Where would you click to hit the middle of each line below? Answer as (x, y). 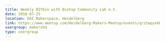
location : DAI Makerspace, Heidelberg (45, 18)
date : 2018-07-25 (23, 14)
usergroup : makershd (26, 28)
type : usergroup (22, 32)
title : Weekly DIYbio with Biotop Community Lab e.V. (61, 9)
